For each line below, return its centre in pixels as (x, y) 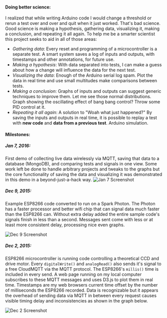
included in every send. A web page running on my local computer (74, 274)
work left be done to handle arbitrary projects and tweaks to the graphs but (83, 169)
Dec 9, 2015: (18, 191)
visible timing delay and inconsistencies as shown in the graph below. (77, 301)
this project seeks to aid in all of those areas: (51, 39)
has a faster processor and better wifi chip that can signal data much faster (83, 209)
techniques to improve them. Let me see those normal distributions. (82, 97)
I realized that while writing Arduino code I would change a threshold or (79, 18)
